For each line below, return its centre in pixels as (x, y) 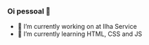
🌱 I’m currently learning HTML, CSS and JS (80, 34)
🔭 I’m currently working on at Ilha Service (77, 27)
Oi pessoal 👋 (29, 11)
